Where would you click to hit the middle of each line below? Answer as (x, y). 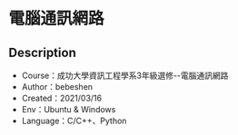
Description (42, 52)
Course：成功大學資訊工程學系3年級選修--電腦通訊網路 (125, 75)
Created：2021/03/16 (61, 98)
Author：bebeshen (57, 87)
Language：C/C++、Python (74, 121)
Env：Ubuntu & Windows (69, 109)
